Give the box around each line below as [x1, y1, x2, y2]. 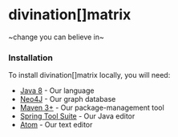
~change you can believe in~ [8, 32, 104, 42]
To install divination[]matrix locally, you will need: [8, 71, 171, 80]
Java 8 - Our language [19, 86, 95, 95]
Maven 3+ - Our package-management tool [19, 103, 164, 113]
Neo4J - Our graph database [19, 95, 116, 104]
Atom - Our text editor [19, 120, 93, 130]
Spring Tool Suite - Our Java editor [19, 111, 136, 121]
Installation [8, 52, 54, 63]
